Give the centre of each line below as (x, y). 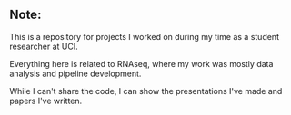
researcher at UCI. (44, 46)
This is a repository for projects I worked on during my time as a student (145, 36)
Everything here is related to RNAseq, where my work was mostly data (141, 63)
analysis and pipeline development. (75, 73)
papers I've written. (46, 101)
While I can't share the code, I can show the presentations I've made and (146, 91)
